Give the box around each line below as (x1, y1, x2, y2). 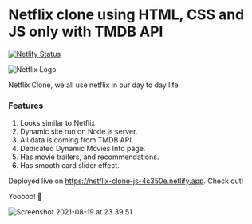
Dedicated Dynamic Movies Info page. (19, 144, 146, 154)
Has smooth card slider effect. (19, 161, 120, 170)
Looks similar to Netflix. (19, 118, 97, 128)
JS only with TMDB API (8, 22, 163, 41)
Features (8, 100, 44, 111)
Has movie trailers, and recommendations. (19, 152, 159, 162)
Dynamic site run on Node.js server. (19, 126, 138, 137)
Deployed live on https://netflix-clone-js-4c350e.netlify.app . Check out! (8, 176, 244, 186)
